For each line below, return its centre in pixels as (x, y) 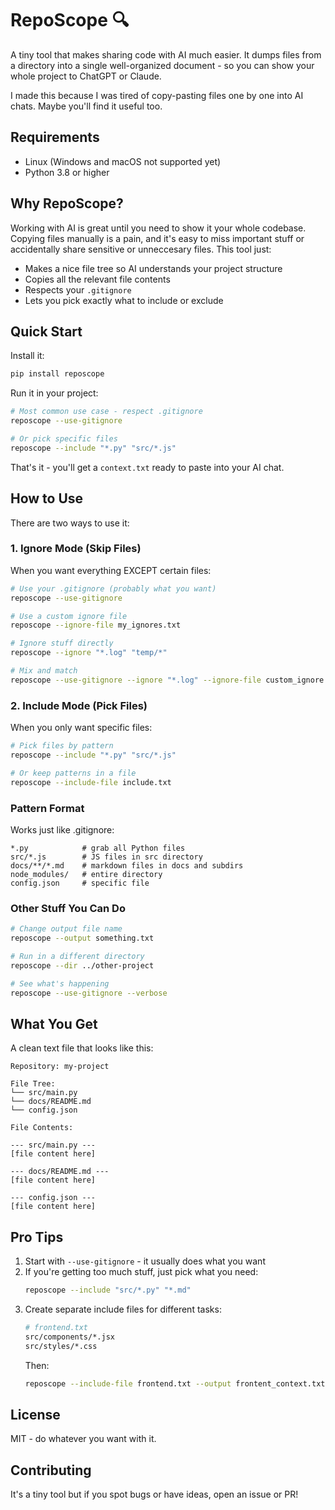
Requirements (55, 137)
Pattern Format (47, 808)
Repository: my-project (60, 1067)
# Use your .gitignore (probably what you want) (113, 588)
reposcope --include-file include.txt (91, 782)
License (35, 1414)
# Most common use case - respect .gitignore (106, 412)
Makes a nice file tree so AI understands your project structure (153, 268)
